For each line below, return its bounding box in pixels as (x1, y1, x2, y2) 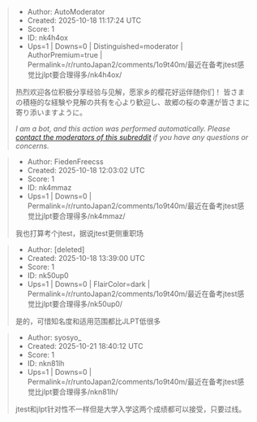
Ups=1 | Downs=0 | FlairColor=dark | (27, 280, 151, 289)
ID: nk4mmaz (27, 183, 72, 192)
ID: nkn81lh (27, 359, 65, 368)
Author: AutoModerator (27, 7, 105, 16)
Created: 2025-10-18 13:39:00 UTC (27, 254, 145, 263)
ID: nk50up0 (27, 271, 70, 280)
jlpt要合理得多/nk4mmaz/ (41, 211, 126, 220)
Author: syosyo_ (27, 333, 82, 342)
